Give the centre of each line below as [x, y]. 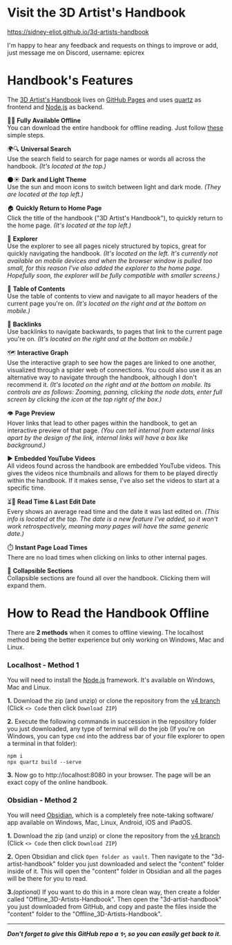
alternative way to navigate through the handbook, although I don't [102, 377]
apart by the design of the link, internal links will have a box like [98, 437]
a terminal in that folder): [42, 743]
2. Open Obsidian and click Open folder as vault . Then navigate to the [109, 857]
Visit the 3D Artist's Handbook [97, 13]
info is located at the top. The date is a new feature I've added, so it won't [113, 519]
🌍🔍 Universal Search [39, 149]
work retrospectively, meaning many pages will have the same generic [108, 526]
